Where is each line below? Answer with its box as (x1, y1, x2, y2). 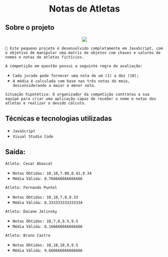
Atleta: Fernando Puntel (5, 185, 57, 190)
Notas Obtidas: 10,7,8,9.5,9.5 (12, 219, 78, 224)
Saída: (5, 148, 26, 156)
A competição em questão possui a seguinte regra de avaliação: (5, 63, 143, 69)
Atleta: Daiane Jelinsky (5, 209, 57, 214)
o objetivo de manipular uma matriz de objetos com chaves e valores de (5, 50, 161, 55)
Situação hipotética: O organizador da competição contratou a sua (5, 92, 150, 97)
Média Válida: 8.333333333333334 (12, 200, 83, 205)
